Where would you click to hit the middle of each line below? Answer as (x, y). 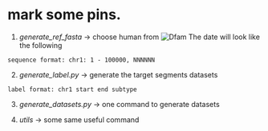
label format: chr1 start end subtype (72, 89)
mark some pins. (64, 15)
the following (41, 45)
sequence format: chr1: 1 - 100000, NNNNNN (81, 60)
